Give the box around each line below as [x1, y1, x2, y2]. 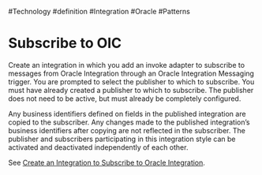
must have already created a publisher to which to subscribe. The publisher [8, 85, 254, 95]
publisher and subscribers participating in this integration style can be [8, 134, 236, 143]
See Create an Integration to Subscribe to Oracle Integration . [8, 158, 205, 167]
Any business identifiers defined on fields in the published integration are [8, 109, 246, 118]
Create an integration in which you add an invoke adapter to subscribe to [8, 60, 245, 69]
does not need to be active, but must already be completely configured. [8, 94, 241, 103]
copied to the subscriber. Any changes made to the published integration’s [8, 117, 250, 127]
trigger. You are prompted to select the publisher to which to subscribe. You [8, 76, 255, 86]
